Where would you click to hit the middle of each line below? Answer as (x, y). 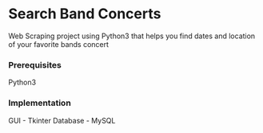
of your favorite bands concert (59, 44)
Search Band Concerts (85, 14)
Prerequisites (35, 65)
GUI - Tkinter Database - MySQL (62, 120)
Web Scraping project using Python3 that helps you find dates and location (132, 36)
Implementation (40, 103)
